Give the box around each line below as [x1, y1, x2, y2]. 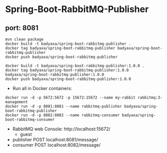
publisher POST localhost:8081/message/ [12, 137, 99, 142]
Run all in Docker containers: [12, 86, 72, 91]
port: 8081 [5, 24, 39, 32]
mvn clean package [5, 37, 44, 42]
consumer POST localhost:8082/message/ [12, 142, 101, 148]
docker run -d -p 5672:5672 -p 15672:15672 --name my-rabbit [5, 95, 136, 100]
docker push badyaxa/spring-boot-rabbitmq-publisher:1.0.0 [5, 76, 131, 82]
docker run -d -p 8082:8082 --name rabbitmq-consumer [5, 113, 120, 118]
